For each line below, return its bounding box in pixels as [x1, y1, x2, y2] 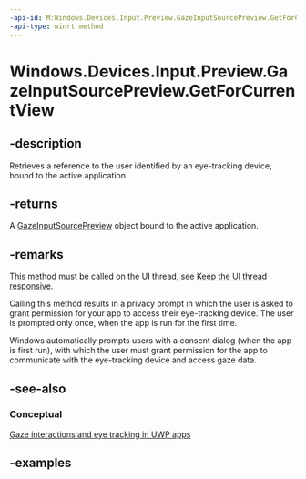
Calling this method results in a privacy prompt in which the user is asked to [9, 298, 294, 310]
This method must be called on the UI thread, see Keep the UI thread [9, 270, 268, 282]
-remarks [9, 247, 64, 262]
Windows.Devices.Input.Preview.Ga [9, 61, 289, 82]
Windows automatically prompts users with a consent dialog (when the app [9, 335, 292, 346]
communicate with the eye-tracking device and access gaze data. [9, 354, 257, 365]
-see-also [9, 381, 66, 396]
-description [9, 136, 82, 151]
